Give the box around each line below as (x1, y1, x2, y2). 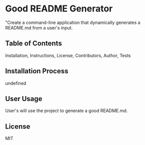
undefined (5, 80, 26, 86)
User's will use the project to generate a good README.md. (5, 108, 128, 114)
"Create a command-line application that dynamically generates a (5, 19, 141, 25)
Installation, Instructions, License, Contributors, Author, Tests (5, 52, 131, 58)
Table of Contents (5, 39, 62, 48)
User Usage (5, 94, 42, 103)
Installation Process (5, 67, 68, 75)
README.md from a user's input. (5, 24, 73, 30)
